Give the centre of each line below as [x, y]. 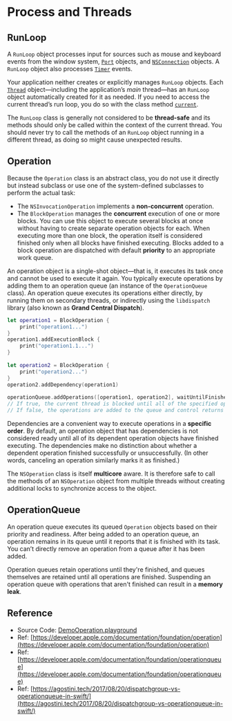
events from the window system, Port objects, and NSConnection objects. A [113, 62]
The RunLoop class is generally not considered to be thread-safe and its [109, 118]
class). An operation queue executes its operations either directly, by [105, 293]
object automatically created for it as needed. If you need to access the [109, 97]
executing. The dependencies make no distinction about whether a [102, 445]
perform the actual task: [41, 193]
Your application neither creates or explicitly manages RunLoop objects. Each [115, 82]
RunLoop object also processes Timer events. [70, 69]
